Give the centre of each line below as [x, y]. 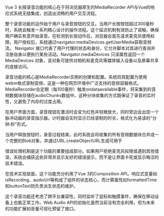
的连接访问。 [18, 67]
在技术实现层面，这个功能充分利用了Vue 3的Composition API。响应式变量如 [81, 174]
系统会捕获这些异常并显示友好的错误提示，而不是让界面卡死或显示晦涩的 [86, 157]
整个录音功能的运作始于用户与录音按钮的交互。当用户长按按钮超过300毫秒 [80, 24]
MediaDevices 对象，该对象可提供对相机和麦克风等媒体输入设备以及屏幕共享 [82, 60]
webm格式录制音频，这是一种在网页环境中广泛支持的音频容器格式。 [73, 83]
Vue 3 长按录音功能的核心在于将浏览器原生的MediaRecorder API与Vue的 [78, 7]
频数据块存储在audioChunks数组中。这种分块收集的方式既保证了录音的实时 [80, 95]
